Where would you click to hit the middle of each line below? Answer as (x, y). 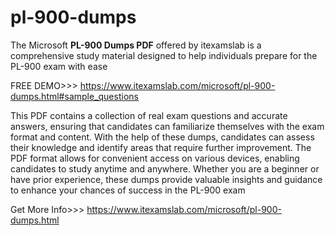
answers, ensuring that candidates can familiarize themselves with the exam (167, 126)
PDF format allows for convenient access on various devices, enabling (155, 158)
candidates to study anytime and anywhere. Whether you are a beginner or (165, 168)
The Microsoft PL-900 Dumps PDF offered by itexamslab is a (136, 45)
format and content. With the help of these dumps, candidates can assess (162, 137)
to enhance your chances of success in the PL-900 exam (128, 190)
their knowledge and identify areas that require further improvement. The (161, 147)
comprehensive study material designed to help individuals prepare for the (164, 55)
